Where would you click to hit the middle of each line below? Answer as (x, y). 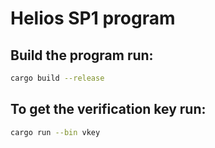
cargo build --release (57, 78)
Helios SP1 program (93, 18)
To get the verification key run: (108, 109)
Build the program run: (82, 55)
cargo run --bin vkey (55, 132)
